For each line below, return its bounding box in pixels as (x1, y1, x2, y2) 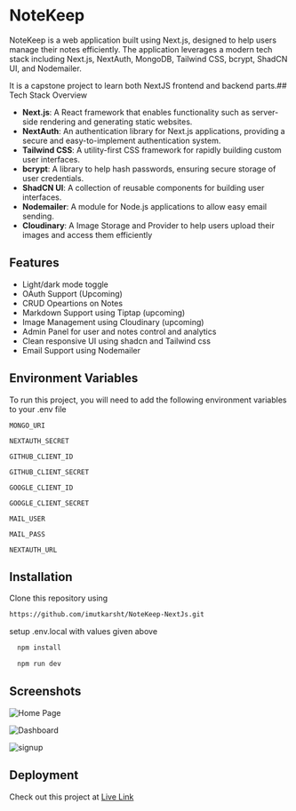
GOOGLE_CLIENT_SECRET (9, 498, 90, 507)
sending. (21, 211, 55, 221)
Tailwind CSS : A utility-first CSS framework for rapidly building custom (21, 144, 282, 155)
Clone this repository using (9, 592, 108, 604)
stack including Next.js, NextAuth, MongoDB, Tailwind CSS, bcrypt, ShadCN (9, 53, 288, 64)
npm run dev (17, 659, 62, 669)
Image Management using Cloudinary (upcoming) (21, 316, 204, 327)
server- (252, 107, 279, 117)
